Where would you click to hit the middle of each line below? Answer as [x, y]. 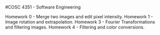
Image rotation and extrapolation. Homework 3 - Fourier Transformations [80, 22]
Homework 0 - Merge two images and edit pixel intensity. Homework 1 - [79, 17]
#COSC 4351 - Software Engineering [43, 7]
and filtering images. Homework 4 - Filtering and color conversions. [75, 27]
